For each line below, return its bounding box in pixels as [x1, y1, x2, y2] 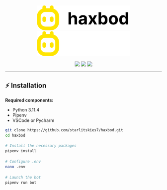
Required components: [5, 97, 54, 103]
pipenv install [5, 149, 37, 154]
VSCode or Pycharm [12, 117, 55, 123]
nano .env [5, 164, 26, 169]
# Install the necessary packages [5, 143, 77, 148]
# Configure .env [5, 159, 41, 164]
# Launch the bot [5, 175, 41, 180]
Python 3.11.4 [12, 106, 40, 112]
